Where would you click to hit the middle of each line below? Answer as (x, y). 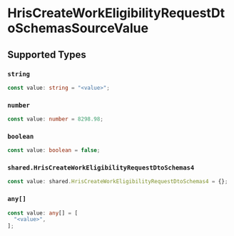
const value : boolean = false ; (54, 150)
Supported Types (47, 55)
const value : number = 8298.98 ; (55, 119)
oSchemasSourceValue (78, 28)
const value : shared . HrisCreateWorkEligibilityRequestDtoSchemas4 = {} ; (118, 182)
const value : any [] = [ (43, 213)
